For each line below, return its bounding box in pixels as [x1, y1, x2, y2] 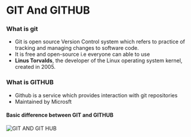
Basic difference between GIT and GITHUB [6, 111, 113, 119]
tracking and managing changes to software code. [14, 44, 139, 52]
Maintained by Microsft [14, 98, 72, 105]
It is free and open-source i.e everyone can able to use [14, 51, 150, 58]
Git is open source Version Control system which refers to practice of [14, 38, 186, 45]
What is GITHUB [6, 78, 54, 87]
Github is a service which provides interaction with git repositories [14, 91, 178, 98]
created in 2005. [14, 63, 56, 71]
